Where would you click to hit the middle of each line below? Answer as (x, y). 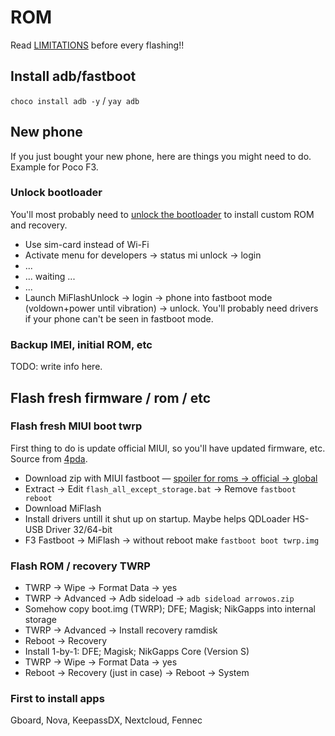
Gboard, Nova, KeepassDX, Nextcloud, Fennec (106, 720)
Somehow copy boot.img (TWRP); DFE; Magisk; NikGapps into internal (170, 609)
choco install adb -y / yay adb (75, 100)
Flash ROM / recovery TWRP (80, 566)
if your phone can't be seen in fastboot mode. (119, 318)
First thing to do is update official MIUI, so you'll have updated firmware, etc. (168, 448)
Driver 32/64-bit (79, 529)
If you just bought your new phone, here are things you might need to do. (161, 156)
